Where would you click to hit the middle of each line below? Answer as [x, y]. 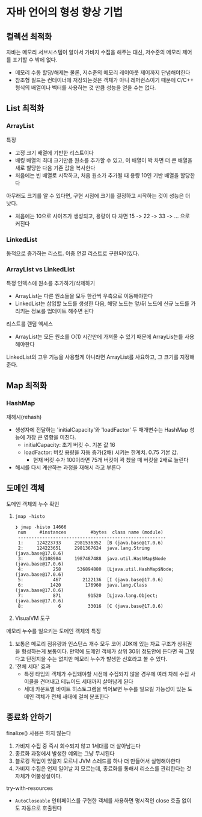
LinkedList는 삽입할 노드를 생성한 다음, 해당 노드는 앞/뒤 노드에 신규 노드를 [102, 304]
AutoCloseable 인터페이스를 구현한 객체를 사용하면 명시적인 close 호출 [98, 800]
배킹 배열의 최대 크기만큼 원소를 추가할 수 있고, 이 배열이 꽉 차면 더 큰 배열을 [104, 160]
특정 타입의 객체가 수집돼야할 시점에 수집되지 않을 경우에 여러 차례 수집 [106, 673]
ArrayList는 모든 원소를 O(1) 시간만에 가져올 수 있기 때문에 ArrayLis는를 [99, 337]
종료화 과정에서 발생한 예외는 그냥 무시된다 [65, 753]
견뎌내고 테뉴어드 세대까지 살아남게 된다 [87, 681]
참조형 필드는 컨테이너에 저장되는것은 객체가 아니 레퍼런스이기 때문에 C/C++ [104, 80]
